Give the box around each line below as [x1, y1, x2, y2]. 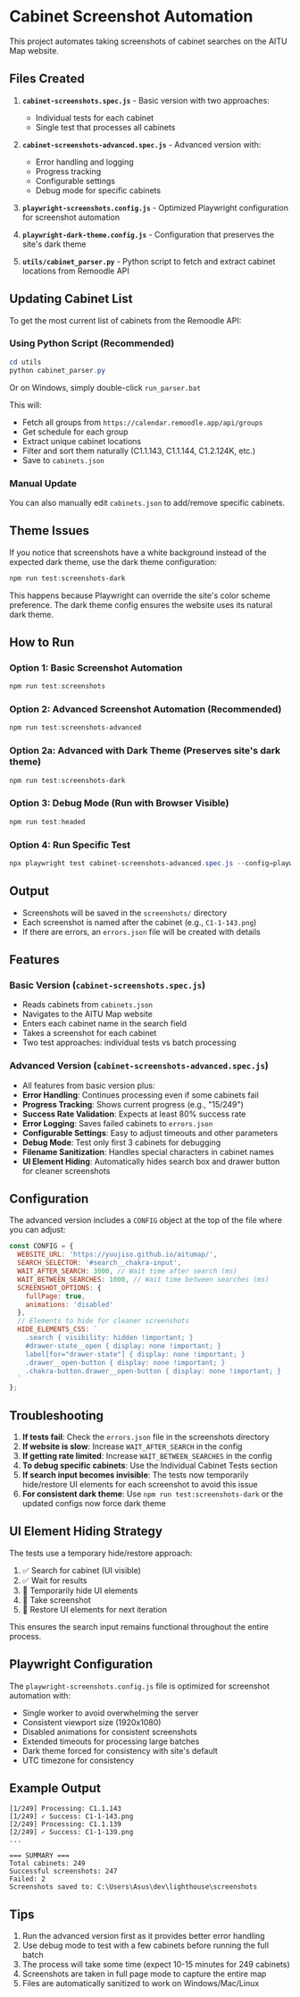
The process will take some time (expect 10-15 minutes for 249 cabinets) [21, 1959, 290, 1970]
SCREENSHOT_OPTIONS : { [17, 1283, 102, 1293]
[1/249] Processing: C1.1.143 [9, 1804, 122, 1814]
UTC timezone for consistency [21, 1755, 135, 1765]
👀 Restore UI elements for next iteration [21, 1604, 168, 1614]
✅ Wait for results [21, 1575, 87, 1586]
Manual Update [9, 476, 78, 489]
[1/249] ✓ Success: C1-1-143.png [9, 1812, 134, 1821]
